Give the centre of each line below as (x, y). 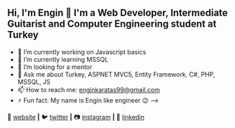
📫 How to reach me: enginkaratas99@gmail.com (88, 89)
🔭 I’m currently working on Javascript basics (82, 52)
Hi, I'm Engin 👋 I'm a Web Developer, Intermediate (117, 13)
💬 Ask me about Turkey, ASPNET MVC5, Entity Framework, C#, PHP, (116, 74)
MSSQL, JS (34, 82)
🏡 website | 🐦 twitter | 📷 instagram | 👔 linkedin (76, 117)
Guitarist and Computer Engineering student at (112, 24)
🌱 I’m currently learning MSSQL (63, 59)
